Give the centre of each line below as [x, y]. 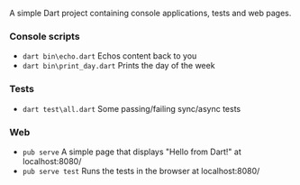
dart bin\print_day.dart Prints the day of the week [118, 66]
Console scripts [45, 36]
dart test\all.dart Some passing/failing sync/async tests [132, 108]
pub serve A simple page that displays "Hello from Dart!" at [132, 152]
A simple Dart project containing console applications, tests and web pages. [150, 13]
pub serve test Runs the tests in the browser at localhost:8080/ [141, 171]
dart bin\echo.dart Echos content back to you [109, 56]
